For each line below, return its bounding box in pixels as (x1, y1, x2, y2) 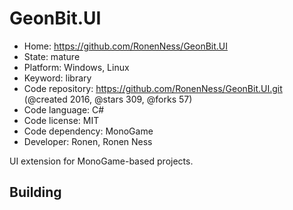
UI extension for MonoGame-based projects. (9, 155, 194, 167)
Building (9, 184, 62, 201)
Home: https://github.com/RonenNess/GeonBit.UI (23, 40, 228, 52)
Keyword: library (23, 72, 92, 84)
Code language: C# (23, 103, 105, 116)
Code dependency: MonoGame (23, 125, 154, 137)
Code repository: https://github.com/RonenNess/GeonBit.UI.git (23, 82, 283, 94)
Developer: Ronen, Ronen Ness (23, 135, 153, 147)
